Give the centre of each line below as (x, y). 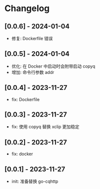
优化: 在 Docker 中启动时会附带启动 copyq (53, 66)
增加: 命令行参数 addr (33, 72)
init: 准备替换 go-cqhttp (35, 181)
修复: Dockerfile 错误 (32, 38)
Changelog (27, 8)
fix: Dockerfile (25, 99)
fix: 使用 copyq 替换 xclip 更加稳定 (45, 127)
